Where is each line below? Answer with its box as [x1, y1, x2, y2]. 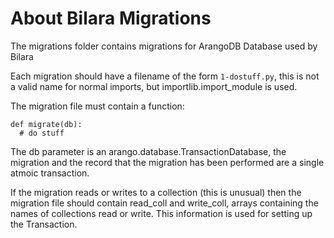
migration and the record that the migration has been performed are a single [10, 156, 325, 168]
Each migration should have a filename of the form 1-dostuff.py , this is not [10, 70, 320, 82]
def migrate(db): [10, 119, 83, 129]
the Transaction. [10, 218, 78, 230]
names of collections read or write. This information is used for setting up [10, 207, 313, 219]
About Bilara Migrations [10, 7, 212, 30]
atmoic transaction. [10, 167, 90, 179]
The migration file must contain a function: [10, 100, 185, 112]
